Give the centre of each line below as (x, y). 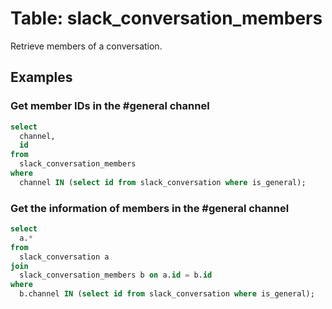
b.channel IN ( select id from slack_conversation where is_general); (167, 294)
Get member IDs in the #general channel (110, 106)
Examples (41, 77)
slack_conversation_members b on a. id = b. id (116, 275)
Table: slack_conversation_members (166, 18)
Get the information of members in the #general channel (150, 208)
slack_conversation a (64, 257)
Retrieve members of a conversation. (86, 46)
